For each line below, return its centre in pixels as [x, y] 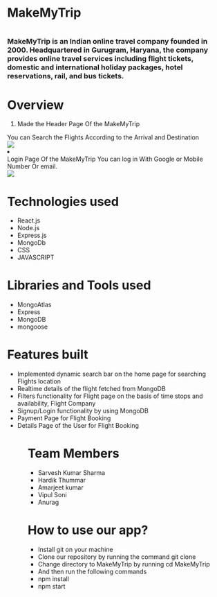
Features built [48, 355]
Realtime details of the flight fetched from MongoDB [91, 389]
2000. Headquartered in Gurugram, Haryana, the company [108, 50]
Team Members [73, 454]
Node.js [28, 228]
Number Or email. [32, 166]
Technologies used [63, 201]
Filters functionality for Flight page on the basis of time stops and [110, 396]
